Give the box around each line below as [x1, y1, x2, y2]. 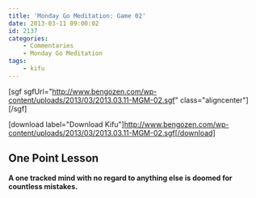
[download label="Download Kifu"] [8, 119, 125, 129]
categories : [8, 34, 48, 43]
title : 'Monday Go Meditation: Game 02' [8, 11, 147, 20]
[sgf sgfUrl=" [8, 86, 52, 96]
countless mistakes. [8, 181, 78, 191]
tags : [8, 57, 27, 65]
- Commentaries [23, 42, 74, 50]
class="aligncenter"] [180, 95, 249, 105]
